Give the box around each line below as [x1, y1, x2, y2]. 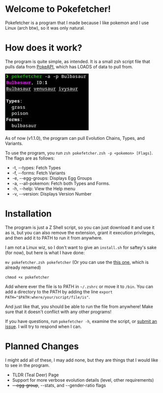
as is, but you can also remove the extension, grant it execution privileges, [5, 229, 155, 235]
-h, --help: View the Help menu [12, 186, 76, 192]
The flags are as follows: [5, 155, 55, 161]
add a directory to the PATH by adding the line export [5, 289, 113, 295]
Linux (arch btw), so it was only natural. [5, 25, 85, 31]
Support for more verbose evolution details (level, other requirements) [12, 377, 154, 383]
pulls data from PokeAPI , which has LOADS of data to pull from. [5, 64, 134, 69]
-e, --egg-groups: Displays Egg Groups [12, 175, 92, 181]
